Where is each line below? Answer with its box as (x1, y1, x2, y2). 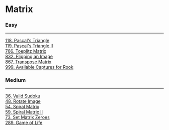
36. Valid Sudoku (5, 93, 41, 99)
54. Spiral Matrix (5, 103, 39, 109)
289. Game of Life (5, 119, 43, 125)
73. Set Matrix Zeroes (5, 114, 50, 120)
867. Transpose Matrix (5, 59, 52, 65)
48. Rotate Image (5, 98, 41, 104)
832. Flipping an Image (5, 54, 53, 60)
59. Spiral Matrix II (5, 109, 43, 115)
